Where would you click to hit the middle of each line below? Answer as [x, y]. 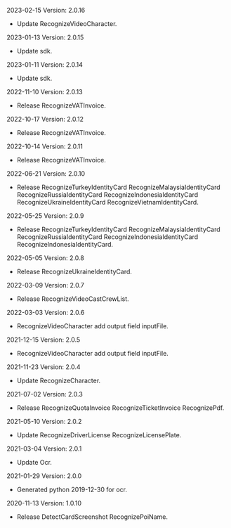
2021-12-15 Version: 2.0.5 [44, 340]
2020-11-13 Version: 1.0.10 [44, 503]
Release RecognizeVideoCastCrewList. [73, 299]
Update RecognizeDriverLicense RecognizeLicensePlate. [99, 435]
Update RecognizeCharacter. [59, 380]
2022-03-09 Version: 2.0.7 [46, 285]
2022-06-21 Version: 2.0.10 [46, 174]
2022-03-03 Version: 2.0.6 [46, 313]
